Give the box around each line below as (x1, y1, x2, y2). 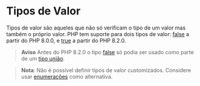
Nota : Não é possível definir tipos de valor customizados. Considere (21, 66, 192, 73)
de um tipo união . (21, 55, 65, 62)
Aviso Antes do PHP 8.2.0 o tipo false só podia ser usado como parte (21, 48, 195, 55)
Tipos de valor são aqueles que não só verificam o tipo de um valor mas (6, 24, 186, 31)
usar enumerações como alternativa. (21, 73, 113, 80)
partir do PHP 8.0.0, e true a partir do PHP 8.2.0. (6, 37, 126, 44)
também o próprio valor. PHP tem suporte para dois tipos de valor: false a (6, 30, 189, 37)
